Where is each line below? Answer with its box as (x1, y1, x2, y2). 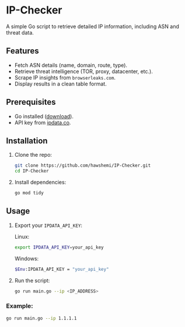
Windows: (14, 255, 39, 262)
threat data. (6, 29, 34, 36)
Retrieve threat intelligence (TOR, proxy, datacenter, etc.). (14, 68, 153, 75)
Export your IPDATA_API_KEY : (14, 222, 83, 229)
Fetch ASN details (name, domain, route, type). (14, 61, 127, 68)
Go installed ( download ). (14, 112, 74, 120)
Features (6, 46, 39, 56)
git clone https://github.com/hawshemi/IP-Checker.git (14, 163, 151, 168)
